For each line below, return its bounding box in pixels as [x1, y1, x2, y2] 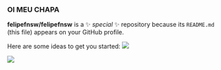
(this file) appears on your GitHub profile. [7, 28, 125, 36]
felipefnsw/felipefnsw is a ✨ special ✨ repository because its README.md [7, 21, 215, 29]
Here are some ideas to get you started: [7, 43, 121, 51]
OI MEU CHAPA [7, 5, 60, 14]
